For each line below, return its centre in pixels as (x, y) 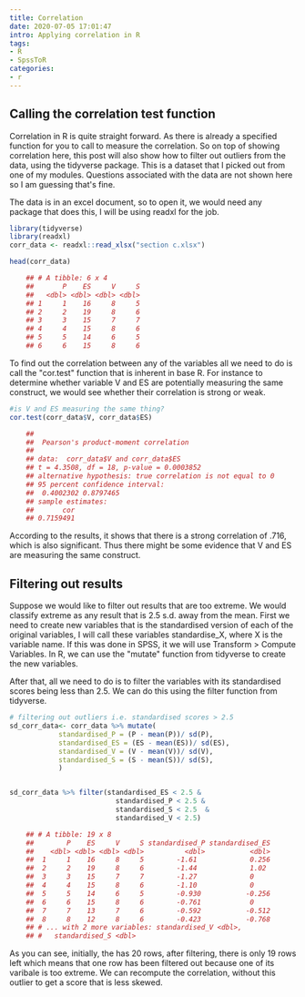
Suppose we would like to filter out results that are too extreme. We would (148, 605)
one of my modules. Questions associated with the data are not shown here (151, 175)
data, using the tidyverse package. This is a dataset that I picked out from (147, 165)
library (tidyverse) (46, 229)
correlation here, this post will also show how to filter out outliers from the (148, 155)
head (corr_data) (40, 262)
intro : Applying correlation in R (75, 35)
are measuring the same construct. (75, 555)
